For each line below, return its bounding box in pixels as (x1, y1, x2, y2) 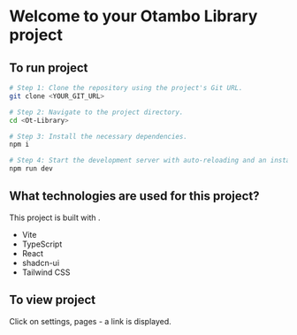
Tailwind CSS (21, 267, 71, 278)
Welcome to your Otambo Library (9, 6, 258, 27)
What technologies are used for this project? (9, 188, 260, 204)
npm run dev (9, 164, 53, 173)
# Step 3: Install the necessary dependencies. (9, 132, 188, 141)
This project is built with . (9, 212, 101, 223)
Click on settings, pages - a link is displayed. (9, 316, 172, 326)
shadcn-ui (21, 257, 60, 268)
